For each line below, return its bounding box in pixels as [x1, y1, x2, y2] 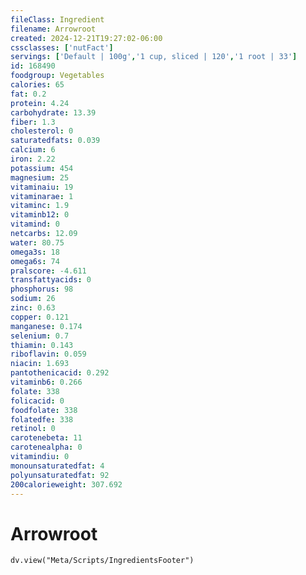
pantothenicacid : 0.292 [10, 368, 110, 378]
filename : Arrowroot [10, 24, 97, 34]
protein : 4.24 [10, 98, 70, 108]
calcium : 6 [10, 145, 56, 155]
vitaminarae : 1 [10, 191, 74, 201]
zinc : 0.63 [10, 303, 56, 313]
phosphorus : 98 [10, 284, 74, 295]
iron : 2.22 [10, 154, 56, 164]
